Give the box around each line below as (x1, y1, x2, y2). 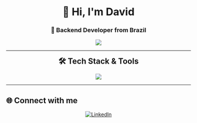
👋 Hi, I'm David (62, 5, 135, 19)
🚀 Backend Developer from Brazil (50, 26, 147, 34)
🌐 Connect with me (6, 96, 78, 106)
